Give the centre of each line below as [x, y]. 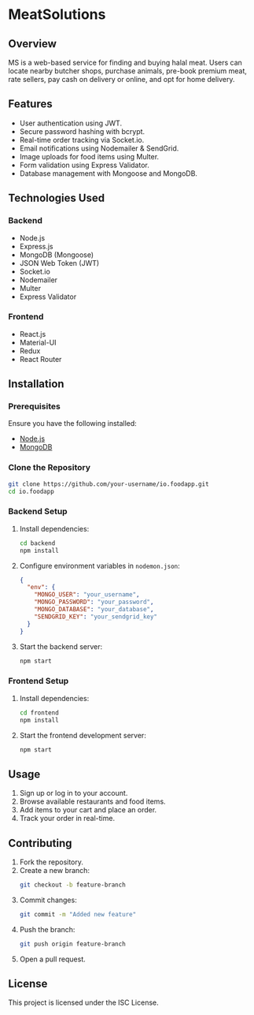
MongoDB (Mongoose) [57, 255]
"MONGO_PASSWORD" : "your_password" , [94, 602]
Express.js [36, 246]
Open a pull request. [53, 959]
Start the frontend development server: [83, 735]
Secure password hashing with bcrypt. [82, 131]
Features [30, 104]
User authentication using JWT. [71, 123]
